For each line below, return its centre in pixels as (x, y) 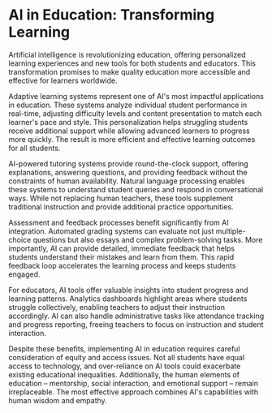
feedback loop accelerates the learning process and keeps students (122, 265)
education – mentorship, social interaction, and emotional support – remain (133, 383)
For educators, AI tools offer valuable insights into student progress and (129, 290)
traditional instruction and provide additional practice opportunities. (121, 206)
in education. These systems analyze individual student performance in (128, 105)
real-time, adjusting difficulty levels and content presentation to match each (135, 113)
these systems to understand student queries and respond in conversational (136, 189)
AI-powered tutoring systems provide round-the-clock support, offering (129, 163)
